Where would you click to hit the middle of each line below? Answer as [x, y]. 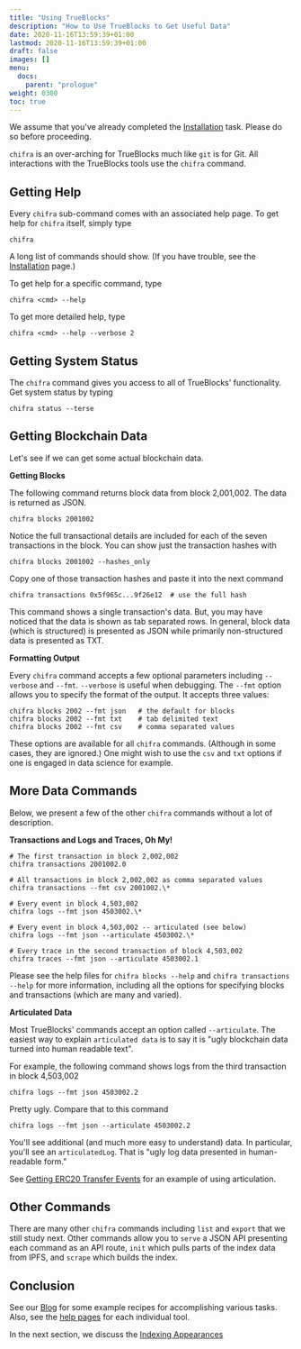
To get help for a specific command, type [86, 284]
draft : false [34, 51]
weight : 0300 [34, 93]
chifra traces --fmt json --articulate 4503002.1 [104, 959]
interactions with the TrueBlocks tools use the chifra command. [128, 164]
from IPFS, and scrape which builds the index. [93, 1257]
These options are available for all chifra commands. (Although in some [143, 743]
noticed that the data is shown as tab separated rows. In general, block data [150, 621]
